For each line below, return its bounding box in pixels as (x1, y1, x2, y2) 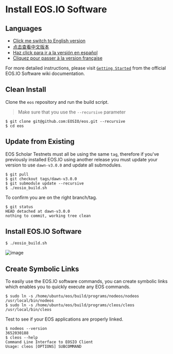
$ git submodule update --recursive (5, 181, 84, 186)
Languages (5, 24, 42, 33)
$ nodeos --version (5, 326, 47, 331)
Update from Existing (5, 137, 75, 146)
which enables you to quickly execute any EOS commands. (5, 284, 131, 290)
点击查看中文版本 (12, 44, 49, 50)
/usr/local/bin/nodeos (5, 298, 54, 304)
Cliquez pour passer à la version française (12, 55, 103, 61)
